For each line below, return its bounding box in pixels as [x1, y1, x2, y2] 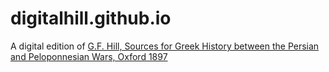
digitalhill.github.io [10, 7, 172, 30]
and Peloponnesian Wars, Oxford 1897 [10, 50, 168, 62]
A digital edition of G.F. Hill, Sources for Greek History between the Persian [10, 40, 320, 52]
